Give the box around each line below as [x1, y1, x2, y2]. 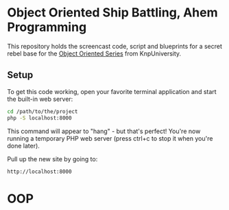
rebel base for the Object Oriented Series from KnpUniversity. [7, 49, 182, 58]
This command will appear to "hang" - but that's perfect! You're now [7, 127, 201, 135]
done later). [7, 141, 40, 150]
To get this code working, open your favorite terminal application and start [7, 87, 217, 95]
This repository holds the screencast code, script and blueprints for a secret [7, 42, 223, 50]
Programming [7, 19, 87, 35]
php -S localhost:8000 [7, 115, 72, 121]
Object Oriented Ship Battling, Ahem [7, 5, 218, 21]
